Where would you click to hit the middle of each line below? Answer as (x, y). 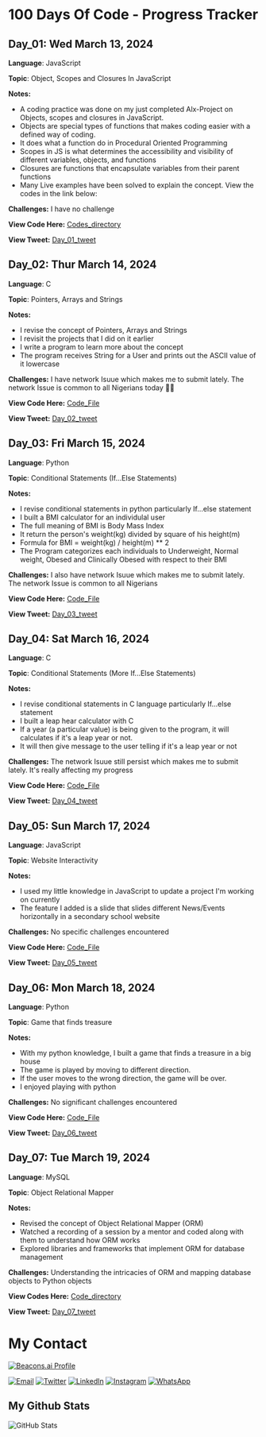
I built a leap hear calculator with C (77, 721)
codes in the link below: (58, 193)
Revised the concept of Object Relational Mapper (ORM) (112, 1223)
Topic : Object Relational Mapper (61, 1192)
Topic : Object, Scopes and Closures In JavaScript (90, 78)
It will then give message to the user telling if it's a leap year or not (128, 746)
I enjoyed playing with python (68, 1087)
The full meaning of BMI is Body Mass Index (92, 525)
